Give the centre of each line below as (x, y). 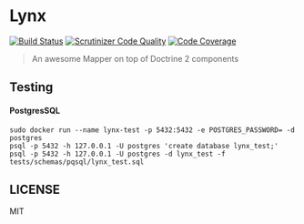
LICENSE (35, 189)
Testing (31, 87)
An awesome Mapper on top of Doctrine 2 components (135, 58)
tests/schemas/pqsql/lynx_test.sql (77, 162)
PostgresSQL (35, 110)
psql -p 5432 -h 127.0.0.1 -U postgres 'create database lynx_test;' (144, 146)
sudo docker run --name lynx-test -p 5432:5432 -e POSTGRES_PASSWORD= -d (152, 130)
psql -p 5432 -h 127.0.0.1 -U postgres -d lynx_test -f (117, 154)
